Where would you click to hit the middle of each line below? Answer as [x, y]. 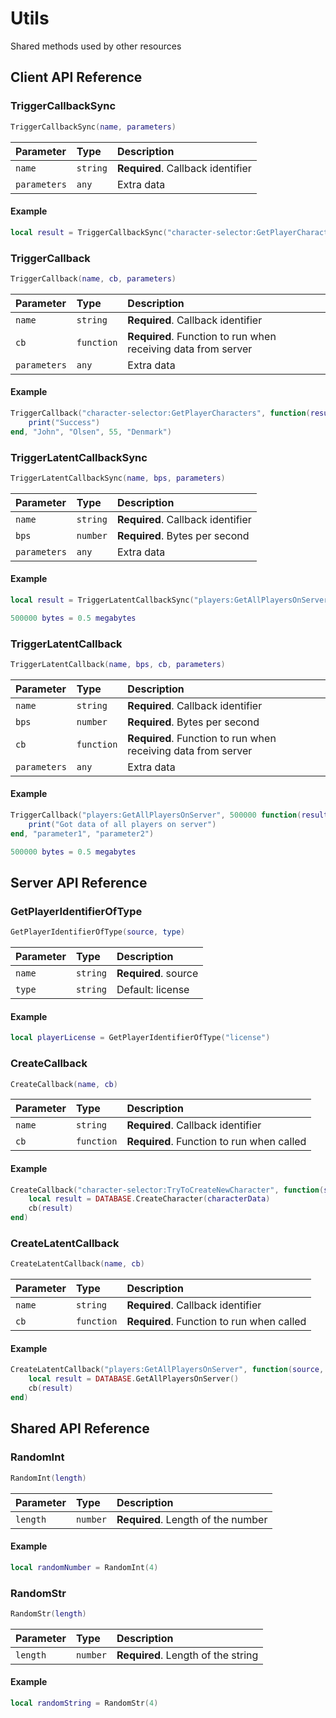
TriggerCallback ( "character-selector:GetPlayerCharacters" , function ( [160, 413]
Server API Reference [79, 882]
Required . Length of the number [192, 1519]
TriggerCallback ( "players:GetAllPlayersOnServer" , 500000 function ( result [169, 815]
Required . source [157, 974]
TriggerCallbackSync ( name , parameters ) [93, 127]
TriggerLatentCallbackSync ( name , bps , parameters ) [118, 478]
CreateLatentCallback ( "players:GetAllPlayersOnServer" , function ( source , [167, 1370]
